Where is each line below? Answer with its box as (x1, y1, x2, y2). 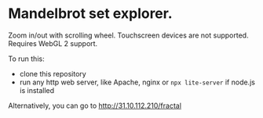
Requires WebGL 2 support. (8, 38, 98, 48)
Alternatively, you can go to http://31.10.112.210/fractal (8, 101, 182, 110)
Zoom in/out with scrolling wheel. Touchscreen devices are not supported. (8, 30, 249, 40)
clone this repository (19, 69, 86, 78)
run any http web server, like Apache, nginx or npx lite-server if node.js (19, 77, 255, 87)
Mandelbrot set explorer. (8, 5, 173, 23)
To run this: (8, 54, 45, 63)
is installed (19, 85, 55, 95)
